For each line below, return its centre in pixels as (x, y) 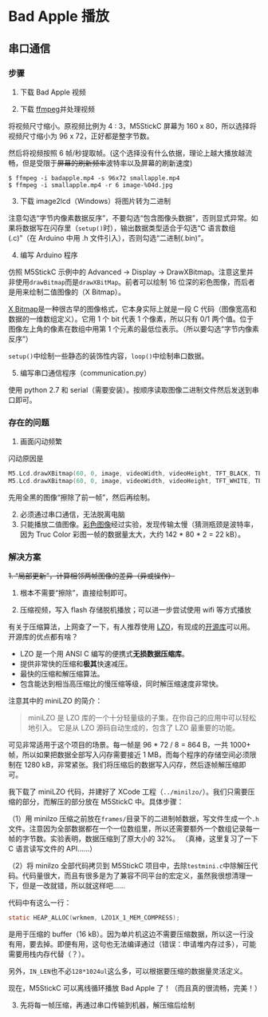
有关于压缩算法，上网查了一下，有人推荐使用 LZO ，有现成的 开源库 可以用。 (131, 627)
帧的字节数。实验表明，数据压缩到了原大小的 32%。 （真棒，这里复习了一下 (133, 839)
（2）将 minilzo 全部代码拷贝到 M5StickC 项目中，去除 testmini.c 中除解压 (130, 866)
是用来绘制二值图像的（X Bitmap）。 (67, 292)
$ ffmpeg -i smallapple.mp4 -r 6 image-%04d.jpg (91, 185)
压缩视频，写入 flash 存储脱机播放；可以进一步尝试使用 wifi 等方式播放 (136, 610)
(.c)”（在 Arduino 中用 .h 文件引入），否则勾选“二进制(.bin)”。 (108, 237)
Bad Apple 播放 (59, 16)
